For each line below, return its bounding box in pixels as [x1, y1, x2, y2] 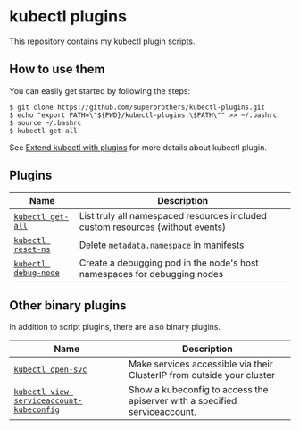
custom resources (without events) [79, 221, 226, 233]
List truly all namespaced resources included [79, 209, 268, 222]
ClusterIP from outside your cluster [128, 369, 275, 382]
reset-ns [13, 244, 51, 254]
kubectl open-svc [13, 365, 87, 375]
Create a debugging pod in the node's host [79, 257, 259, 269]
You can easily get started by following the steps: [9, 85, 191, 96]
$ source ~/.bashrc [9, 118, 82, 127]
